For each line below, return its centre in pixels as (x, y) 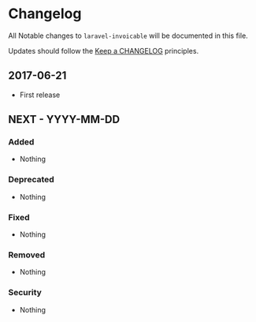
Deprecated (32, 180)
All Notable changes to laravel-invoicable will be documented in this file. (128, 36)
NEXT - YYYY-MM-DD (64, 120)
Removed (27, 255)
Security (25, 293)
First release (40, 95)
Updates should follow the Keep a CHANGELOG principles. (104, 51)
